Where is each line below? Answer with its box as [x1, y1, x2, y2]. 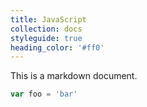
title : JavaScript [10, 14, 87, 25]
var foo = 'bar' [10, 89, 78, 100]
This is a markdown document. [10, 70, 138, 82]
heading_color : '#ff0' [10, 42, 105, 53]
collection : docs [10, 24, 83, 34]
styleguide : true [10, 33, 83, 43]
